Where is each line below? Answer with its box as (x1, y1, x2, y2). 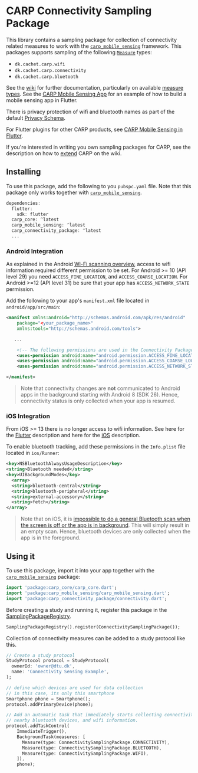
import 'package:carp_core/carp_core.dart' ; (6, 585, 117, 591)
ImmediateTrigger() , (16, 729, 67, 735)
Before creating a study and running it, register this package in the (6, 606, 167, 613)
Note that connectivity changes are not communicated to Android (20, 385, 181, 392)
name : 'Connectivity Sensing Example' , (11, 669, 110, 675)
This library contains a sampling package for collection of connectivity (6, 36, 177, 43)
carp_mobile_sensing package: (6, 574, 81, 581)
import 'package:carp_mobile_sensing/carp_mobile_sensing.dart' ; (6, 590, 170, 596)
